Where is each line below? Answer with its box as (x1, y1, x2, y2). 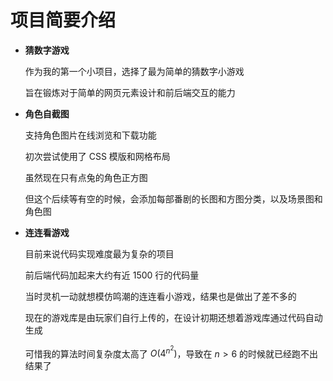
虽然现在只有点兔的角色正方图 (24, 171, 148, 183)
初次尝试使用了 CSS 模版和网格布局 (24, 150, 171, 162)
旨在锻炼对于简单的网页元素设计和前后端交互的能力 (24, 86, 236, 98)
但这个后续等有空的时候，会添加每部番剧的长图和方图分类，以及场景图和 (24, 192, 323, 205)
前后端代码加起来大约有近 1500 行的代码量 (24, 269, 200, 281)
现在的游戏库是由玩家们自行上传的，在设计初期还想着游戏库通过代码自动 (24, 311, 323, 323)
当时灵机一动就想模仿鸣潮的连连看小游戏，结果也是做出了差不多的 (24, 290, 297, 302)
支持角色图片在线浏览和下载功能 (24, 129, 157, 141)
